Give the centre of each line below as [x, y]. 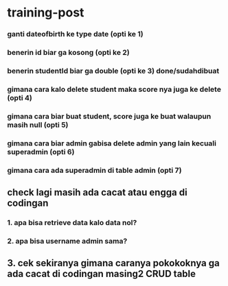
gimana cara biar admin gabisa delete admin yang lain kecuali [112, 143]
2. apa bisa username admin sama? [67, 241]
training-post [46, 13]
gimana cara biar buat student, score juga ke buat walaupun [109, 116]
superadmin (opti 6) [41, 152]
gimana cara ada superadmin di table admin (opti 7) [94, 170]
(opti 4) [20, 97]
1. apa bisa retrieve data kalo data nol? [72, 222]
